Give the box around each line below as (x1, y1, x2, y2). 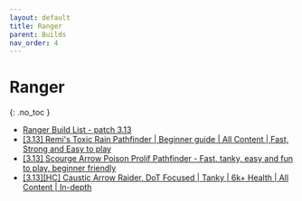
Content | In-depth (22, 182, 92, 193)
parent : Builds (9, 30, 67, 39)
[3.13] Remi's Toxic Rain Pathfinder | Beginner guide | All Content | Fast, (22, 134, 289, 145)
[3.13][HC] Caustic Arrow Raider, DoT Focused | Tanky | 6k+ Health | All (22, 172, 289, 183)
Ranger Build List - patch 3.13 (22, 124, 132, 135)
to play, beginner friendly (22, 163, 117, 174)
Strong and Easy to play (22, 143, 111, 154)
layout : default (9, 13, 71, 23)
